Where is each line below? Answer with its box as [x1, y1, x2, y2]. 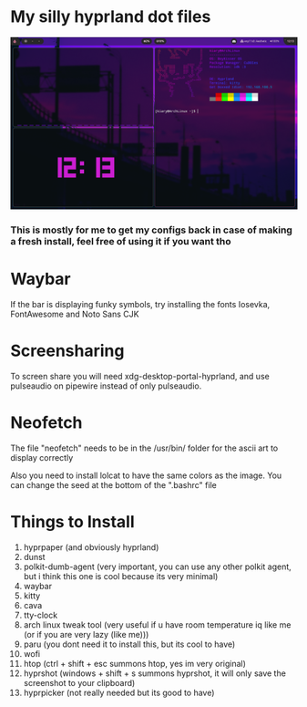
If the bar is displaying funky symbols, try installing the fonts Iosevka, [10, 299, 271, 309]
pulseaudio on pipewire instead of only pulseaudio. [10, 380, 202, 391]
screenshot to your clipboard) [23, 677, 136, 688]
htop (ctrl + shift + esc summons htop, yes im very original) [23, 658, 247, 669]
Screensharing [10, 340, 125, 361]
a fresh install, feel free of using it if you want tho [10, 235, 231, 248]
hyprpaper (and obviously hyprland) [23, 541, 159, 553]
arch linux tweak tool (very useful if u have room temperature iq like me [23, 619, 292, 630]
